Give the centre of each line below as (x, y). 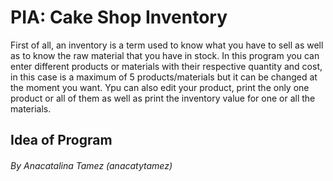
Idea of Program (61, 140)
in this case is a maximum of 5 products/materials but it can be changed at (164, 77)
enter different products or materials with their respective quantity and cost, (166, 66)
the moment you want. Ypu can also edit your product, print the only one (160, 87)
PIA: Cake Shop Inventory (119, 17)
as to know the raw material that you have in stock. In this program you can (165, 55)
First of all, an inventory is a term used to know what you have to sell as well (167, 45)
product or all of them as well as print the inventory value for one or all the (163, 98)
